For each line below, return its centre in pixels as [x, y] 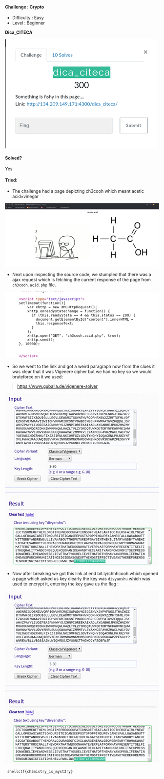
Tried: [11, 180]
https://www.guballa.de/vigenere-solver [57, 386]
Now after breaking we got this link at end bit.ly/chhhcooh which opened [85, 574]
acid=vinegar [25, 196]
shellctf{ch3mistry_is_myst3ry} [40, 772]
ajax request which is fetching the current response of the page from [82, 279]
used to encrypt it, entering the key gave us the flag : [65, 584]
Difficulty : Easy [28, 18]
